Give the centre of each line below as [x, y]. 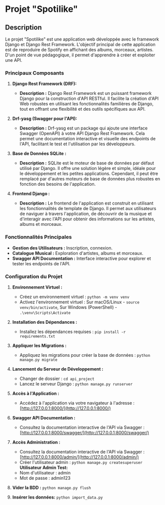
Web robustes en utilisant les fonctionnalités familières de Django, [86, 104]
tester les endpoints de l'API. [41, 263]
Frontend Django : [31, 194]
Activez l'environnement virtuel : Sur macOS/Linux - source [79, 302]
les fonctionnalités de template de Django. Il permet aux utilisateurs [88, 209]
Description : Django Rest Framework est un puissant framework [85, 93]
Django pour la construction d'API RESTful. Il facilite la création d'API [89, 99]
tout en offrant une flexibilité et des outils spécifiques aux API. [82, 109]
